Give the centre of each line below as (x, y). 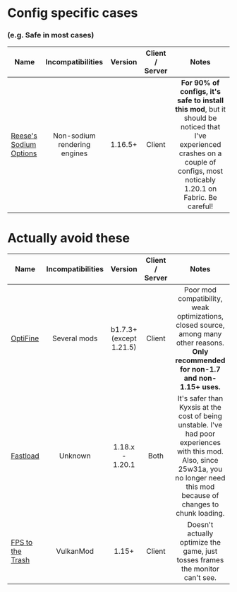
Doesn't (200, 525)
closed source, (200, 325)
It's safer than (200, 398)
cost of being (200, 416)
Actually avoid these (69, 238)
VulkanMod (75, 551)
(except (124, 338)
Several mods (75, 338)
